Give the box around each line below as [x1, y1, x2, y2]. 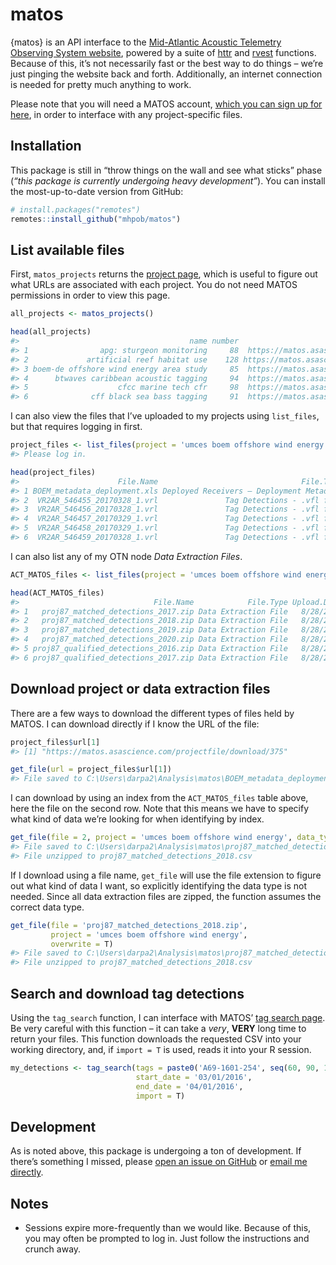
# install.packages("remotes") [10, 204, 141, 215]
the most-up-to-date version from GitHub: [10, 185, 184, 197]
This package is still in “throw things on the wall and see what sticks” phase [10, 164, 323, 176]
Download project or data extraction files [10, 681, 271, 698]
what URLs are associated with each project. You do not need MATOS [10, 279, 298, 291]
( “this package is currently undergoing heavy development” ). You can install [10, 174, 326, 187]
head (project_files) [10, 467, 97, 477]
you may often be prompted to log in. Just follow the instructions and [24, 1233, 310, 1245]
